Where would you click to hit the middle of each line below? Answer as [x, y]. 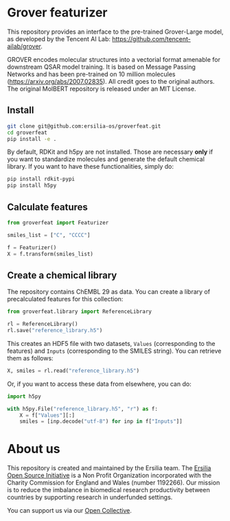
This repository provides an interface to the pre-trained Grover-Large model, [115, 32]
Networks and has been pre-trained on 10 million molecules [91, 74]
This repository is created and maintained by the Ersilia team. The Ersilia [109, 468]
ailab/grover [24, 46]
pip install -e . [32, 139]
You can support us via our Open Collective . [70, 511]
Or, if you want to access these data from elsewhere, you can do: [99, 384]
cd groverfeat [27, 132]
